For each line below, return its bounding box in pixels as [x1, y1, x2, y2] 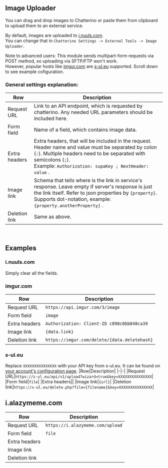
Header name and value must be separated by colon [34, 144, 157, 151]
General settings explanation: [5, 81, 78, 88]
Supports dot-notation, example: [34, 196, 111, 203]
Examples [5, 244, 36, 252]
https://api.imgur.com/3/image [45, 305, 120, 310]
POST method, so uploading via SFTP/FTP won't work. [5, 58, 118, 64]
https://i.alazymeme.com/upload [45, 422, 122, 428]
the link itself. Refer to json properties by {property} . [34, 190, 157, 197]
